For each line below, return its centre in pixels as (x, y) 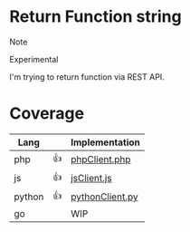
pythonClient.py (104, 197)
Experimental (34, 59)
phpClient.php (101, 159)
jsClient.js (91, 179)
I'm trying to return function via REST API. (87, 77)
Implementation (105, 142)
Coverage (47, 114)
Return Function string (96, 17)
